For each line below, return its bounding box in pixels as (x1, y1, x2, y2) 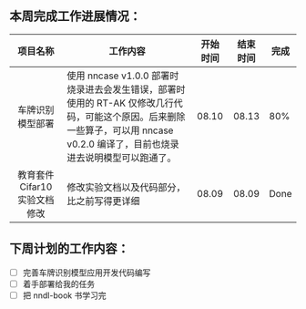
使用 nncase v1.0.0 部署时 (66, 69, 179, 82)
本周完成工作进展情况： (9, 8, 141, 25)
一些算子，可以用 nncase (66, 124, 174, 137)
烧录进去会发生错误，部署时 (66, 83, 186, 96)
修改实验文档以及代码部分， (66, 180, 186, 193)
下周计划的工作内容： (9, 241, 129, 257)
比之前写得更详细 (66, 194, 140, 207)
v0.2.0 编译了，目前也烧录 (66, 138, 179, 150)
